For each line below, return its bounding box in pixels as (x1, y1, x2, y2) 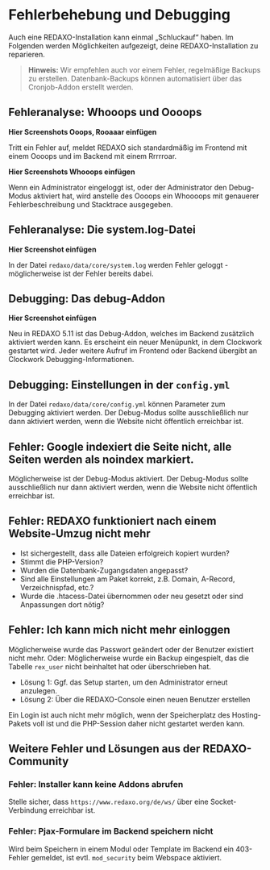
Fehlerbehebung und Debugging (8, 6, 231, 24)
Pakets (8, 718, 31, 728)
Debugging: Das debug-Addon (8, 292, 165, 306)
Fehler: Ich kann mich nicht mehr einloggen (8, 623, 231, 637)
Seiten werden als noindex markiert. (8, 452, 195, 466)
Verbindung (8, 805, 48, 815)
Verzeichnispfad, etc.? (19, 582, 94, 592)
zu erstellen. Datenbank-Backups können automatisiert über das (27, 73, 243, 83)
